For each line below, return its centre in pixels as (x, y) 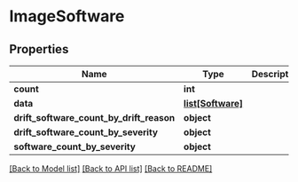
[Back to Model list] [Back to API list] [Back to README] (111, 169)
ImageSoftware (67, 16)
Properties (39, 49)
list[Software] (213, 103)
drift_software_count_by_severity (86, 132)
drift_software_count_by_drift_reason (94, 118)
